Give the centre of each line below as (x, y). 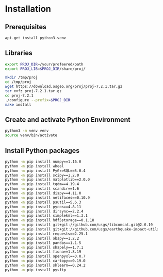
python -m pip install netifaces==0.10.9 (48, 197)
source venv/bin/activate (31, 135)
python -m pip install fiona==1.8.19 (43, 252)
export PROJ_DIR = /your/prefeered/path (44, 64)
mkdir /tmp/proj (21, 78)
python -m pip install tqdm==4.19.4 (42, 184)
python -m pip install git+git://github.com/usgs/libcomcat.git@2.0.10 (79, 225)
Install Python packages (42, 151)
